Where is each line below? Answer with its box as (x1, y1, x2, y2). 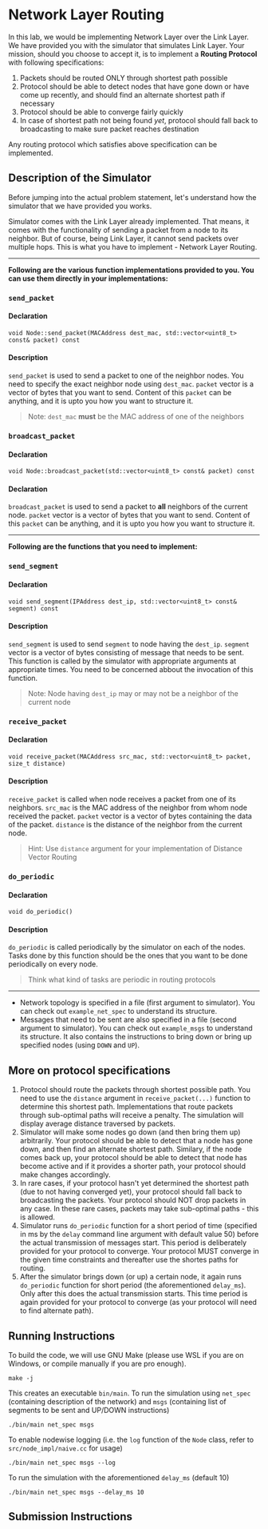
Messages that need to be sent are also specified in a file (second (19, 1015, 237, 1025)
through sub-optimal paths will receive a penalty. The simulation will (19, 1111, 244, 1120)
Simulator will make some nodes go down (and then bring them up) (19, 1127, 241, 1137)
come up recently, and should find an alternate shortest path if (19, 90, 226, 99)
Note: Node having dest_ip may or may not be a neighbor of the (27, 688, 239, 698)
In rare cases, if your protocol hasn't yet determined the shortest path (19, 1179, 250, 1188)
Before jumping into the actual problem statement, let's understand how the (8, 192, 257, 202)
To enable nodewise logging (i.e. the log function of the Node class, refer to (8, 1435, 254, 1445)
